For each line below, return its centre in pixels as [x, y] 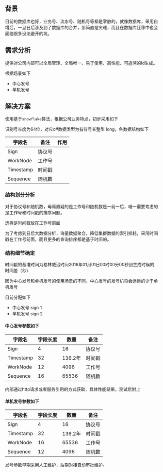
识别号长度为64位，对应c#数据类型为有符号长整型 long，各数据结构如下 [77, 129]
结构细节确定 [20, 253]
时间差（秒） [18, 270]
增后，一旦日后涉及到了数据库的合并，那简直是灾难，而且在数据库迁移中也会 [81, 27]
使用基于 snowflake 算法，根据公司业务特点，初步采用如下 [62, 119]
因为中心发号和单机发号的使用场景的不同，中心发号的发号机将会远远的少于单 [81, 281]
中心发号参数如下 [22, 326]
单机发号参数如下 [22, 401]
